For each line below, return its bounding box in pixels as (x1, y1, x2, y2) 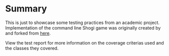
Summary (5, 3, 47, 14)
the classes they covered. (5, 45, 59, 51)
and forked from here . (5, 30, 51, 36)
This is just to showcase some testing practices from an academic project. (5, 19, 160, 25)
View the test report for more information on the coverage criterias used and (5, 39, 164, 45)
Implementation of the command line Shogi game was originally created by (5, 24, 161, 30)
